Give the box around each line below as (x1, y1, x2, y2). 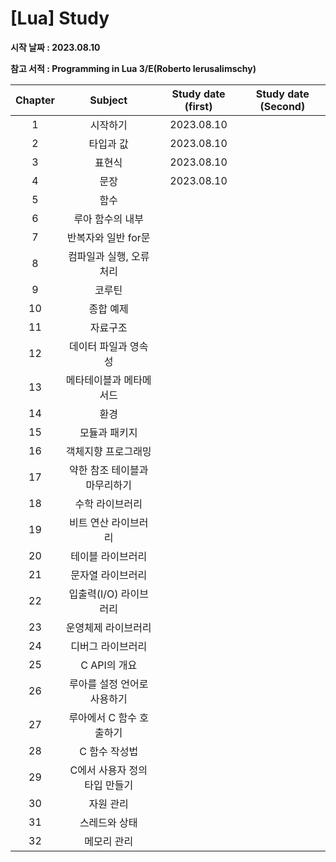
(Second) (259, 99, 306, 113)
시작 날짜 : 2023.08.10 (10, 41, 101, 53)
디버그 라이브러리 (70, 639, 148, 653)
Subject (89, 93, 128, 107)
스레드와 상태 (79, 815, 138, 829)
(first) (184, 99, 213, 113)
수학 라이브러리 (74, 497, 143, 511)
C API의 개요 (80, 658, 138, 672)
